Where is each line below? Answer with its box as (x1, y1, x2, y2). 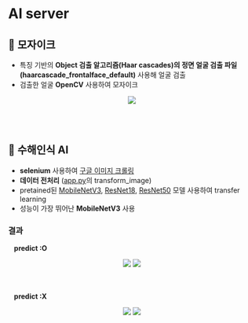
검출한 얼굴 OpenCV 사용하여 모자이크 (19, 80, 139, 89)
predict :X (13, 292, 47, 301)
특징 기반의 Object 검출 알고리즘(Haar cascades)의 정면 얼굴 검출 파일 (19, 61, 238, 69)
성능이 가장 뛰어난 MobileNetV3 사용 (19, 204, 136, 213)
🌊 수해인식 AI (8, 143, 69, 157)
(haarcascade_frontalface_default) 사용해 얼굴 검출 (19, 70, 186, 79)
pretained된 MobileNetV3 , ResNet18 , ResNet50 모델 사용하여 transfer (19, 185, 241, 195)
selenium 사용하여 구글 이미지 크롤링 (19, 166, 135, 175)
